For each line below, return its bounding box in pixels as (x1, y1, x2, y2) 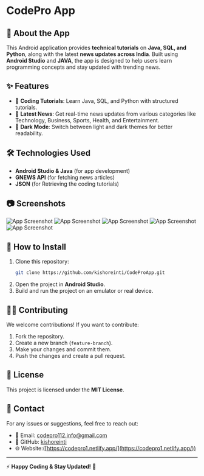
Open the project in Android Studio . (15, 281, 106, 288)
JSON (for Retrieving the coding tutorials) (15, 180, 120, 187)
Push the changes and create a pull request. (15, 352, 126, 359)
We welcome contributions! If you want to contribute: (6, 321, 140, 328)
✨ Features (6, 81, 49, 91)
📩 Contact (6, 404, 45, 414)
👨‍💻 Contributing (6, 305, 69, 315)
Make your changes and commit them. (15, 345, 112, 353)
